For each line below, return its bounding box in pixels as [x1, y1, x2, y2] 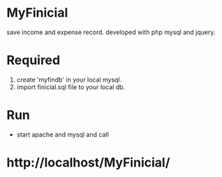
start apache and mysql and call [16, 130, 109, 139]
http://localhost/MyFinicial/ [6, 155, 170, 170]
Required [6, 52, 61, 68]
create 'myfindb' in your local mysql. [16, 75, 122, 84]
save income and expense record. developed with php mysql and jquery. [6, 28, 216, 36]
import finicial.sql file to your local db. [16, 82, 126, 91]
